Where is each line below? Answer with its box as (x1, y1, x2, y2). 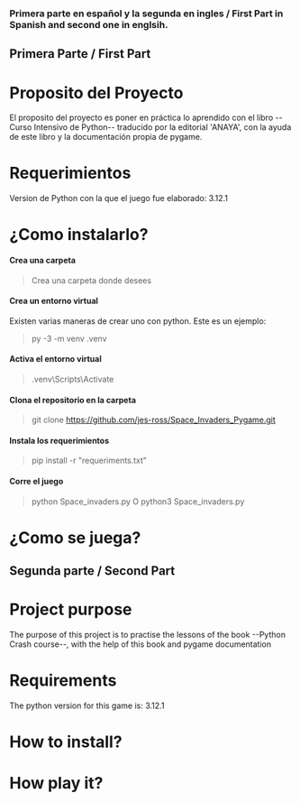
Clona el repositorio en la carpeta (9, 394, 137, 405)
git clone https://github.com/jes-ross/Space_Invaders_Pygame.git (31, 414, 277, 426)
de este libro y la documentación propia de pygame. (9, 132, 203, 143)
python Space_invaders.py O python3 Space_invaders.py (31, 495, 245, 507)
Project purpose (9, 599, 132, 620)
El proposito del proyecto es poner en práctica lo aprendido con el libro (9, 112, 274, 124)
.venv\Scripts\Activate (31, 373, 114, 384)
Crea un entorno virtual (9, 296, 99, 307)
